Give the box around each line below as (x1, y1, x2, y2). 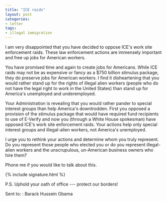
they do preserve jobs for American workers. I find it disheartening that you (5, 75, 160, 81)
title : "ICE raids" (5, 7, 46, 12)
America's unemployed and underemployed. (5, 91, 96, 97)
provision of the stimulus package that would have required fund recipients (5, 111, 159, 117)
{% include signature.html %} (5, 172, 66, 177)
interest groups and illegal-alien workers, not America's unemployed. (5, 127, 147, 132)
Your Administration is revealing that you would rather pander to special (5, 100, 152, 106)
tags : (5, 26, 16, 31)
